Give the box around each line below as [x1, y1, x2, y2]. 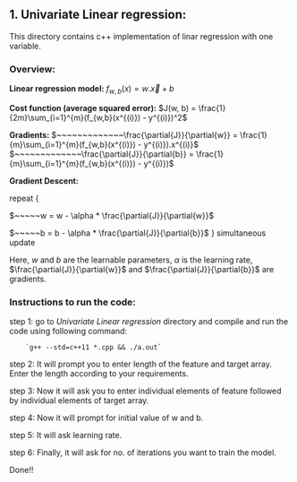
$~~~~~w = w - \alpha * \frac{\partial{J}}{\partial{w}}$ [9, 210, 215, 220]
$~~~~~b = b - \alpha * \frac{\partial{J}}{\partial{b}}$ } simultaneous [9, 228, 267, 238]
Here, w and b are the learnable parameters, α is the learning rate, [9, 254, 253, 265]
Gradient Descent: [9, 175, 79, 186]
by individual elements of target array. [9, 395, 149, 406]
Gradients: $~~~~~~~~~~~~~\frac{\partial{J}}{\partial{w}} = [9, 129, 239, 140]
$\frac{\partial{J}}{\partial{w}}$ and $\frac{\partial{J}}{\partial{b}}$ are [9, 263, 275, 274]
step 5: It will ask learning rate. [9, 430, 123, 441]
